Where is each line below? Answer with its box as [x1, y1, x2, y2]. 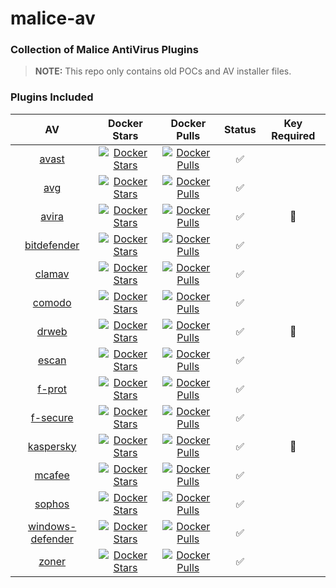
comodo [32, 295, 72, 309]
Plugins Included [10, 90, 94, 104]
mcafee [34, 468, 70, 482]
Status [224, 122, 257, 136]
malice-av [10, 7, 96, 30]
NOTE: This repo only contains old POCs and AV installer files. [34, 65, 292, 77]
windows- [27, 519, 77, 533]
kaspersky [27, 439, 77, 453]
